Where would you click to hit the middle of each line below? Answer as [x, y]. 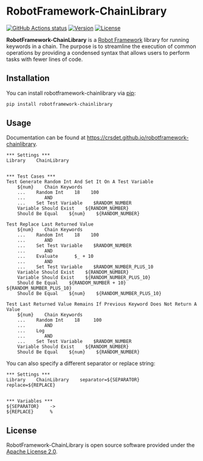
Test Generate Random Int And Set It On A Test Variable [80, 182]
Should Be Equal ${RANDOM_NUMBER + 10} [72, 283]
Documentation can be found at [46, 137]
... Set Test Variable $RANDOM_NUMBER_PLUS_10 [85, 267]
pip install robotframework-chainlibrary [60, 104]
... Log [31, 331]
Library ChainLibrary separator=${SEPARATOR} [73, 380]
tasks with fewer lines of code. [45, 59]
